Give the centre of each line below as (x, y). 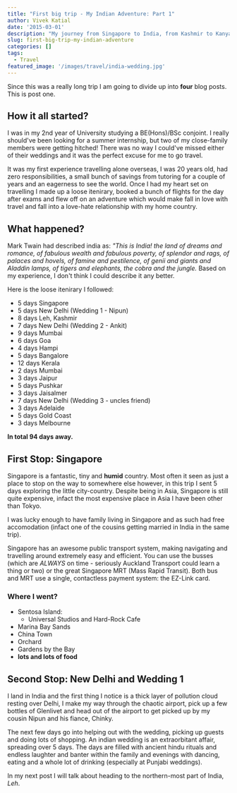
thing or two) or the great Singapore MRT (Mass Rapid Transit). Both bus (113, 571)
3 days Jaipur (37, 378)
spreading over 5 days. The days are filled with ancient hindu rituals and (112, 747)
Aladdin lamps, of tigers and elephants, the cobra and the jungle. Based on (117, 268)
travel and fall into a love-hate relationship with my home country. (102, 207)
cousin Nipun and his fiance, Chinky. (61, 719)
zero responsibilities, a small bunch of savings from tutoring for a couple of (116, 176)
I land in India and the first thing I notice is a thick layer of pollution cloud (113, 696)
